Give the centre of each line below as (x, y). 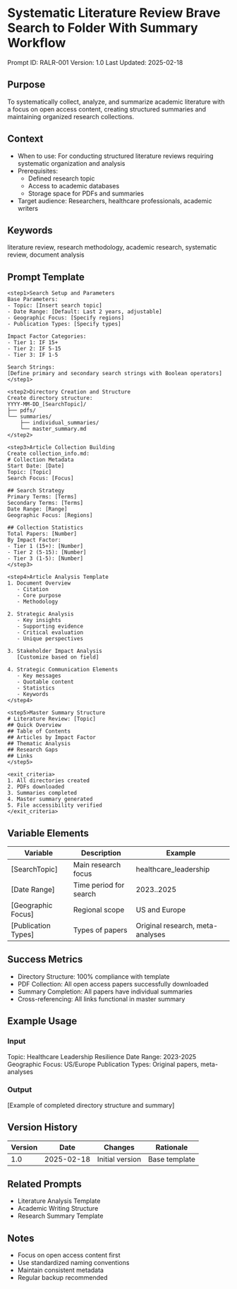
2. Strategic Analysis (41, 614)
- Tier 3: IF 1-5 (33, 355)
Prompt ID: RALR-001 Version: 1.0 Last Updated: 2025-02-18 (95, 62)
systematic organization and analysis (71, 163)
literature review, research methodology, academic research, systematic (112, 248)
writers (28, 208)
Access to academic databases (74, 185)
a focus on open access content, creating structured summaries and (107, 109)
